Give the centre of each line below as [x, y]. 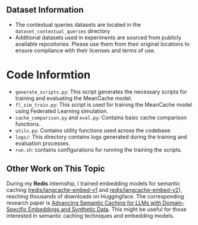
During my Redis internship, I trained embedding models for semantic [93, 183]
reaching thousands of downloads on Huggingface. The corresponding [95, 196]
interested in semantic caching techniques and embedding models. [90, 215]
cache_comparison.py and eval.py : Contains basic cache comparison [101, 117]
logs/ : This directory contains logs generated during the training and [101, 136]
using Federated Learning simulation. [61, 111]
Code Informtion [49, 75]
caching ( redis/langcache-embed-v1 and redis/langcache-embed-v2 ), [94, 190]
